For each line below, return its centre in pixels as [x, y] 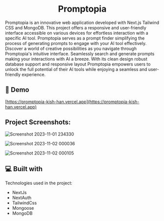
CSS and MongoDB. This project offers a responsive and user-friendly [76, 27]
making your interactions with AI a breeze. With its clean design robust [76, 59]
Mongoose [23, 208]
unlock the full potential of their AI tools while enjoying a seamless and [76, 69]
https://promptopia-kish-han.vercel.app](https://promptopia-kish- [73, 102]
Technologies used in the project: [39, 183]
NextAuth [22, 198]
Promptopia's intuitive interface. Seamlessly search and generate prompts [80, 54]
